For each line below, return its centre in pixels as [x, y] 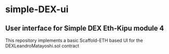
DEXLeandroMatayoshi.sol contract [42, 46]
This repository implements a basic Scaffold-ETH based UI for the [74, 40]
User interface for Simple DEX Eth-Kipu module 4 [84, 28]
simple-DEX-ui [37, 9]
